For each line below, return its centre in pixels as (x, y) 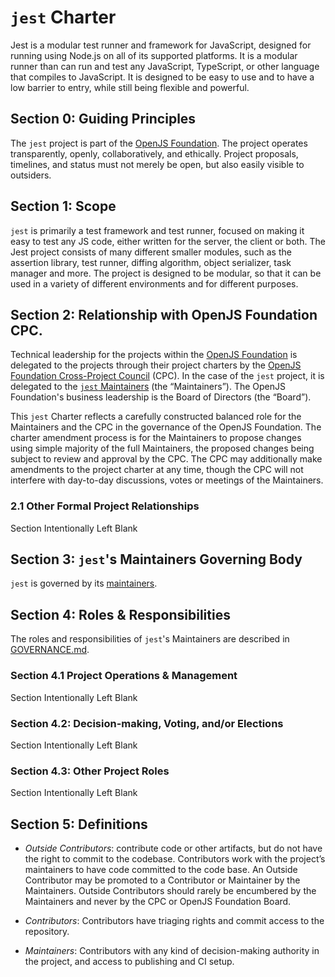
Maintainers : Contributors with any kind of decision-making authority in (172, 950)
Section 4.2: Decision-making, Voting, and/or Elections (147, 723)
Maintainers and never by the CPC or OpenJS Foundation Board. (158, 901)
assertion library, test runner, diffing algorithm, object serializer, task (151, 262)
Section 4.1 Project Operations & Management (124, 676)
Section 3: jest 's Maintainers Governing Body (156, 559)
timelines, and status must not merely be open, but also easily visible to (157, 164)
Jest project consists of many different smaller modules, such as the (151, 252)
